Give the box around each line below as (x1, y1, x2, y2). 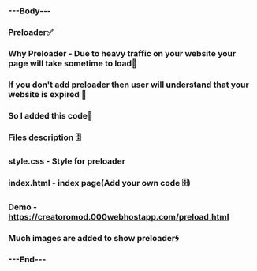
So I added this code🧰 (8, 110, 93, 121)
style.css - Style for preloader (8, 156, 126, 167)
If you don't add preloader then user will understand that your (8, 79, 250, 90)
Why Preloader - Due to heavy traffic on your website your (8, 47, 237, 58)
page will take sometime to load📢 (8, 58, 138, 69)
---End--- (8, 254, 47, 265)
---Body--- (8, 6, 51, 17)
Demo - (8, 201, 38, 213)
